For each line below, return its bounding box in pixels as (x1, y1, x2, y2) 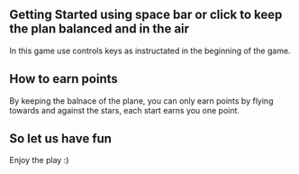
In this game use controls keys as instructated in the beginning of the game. (9, 45, 291, 56)
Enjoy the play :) (9, 155, 69, 166)
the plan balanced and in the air (9, 22, 190, 37)
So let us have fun (9, 131, 113, 147)
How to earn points (9, 71, 119, 87)
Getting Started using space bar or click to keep (9, 7, 283, 23)
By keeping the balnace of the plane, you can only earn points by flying (9, 95, 274, 106)
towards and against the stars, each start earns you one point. (9, 105, 240, 115)
